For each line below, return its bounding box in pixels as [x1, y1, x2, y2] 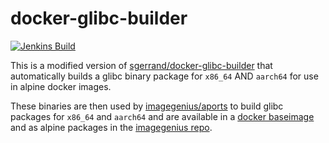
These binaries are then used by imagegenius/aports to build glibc [10, 100, 284, 112]
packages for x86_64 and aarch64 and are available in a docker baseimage [10, 110, 315, 122]
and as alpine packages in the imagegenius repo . [10, 121, 213, 133]
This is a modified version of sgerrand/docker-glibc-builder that [10, 59, 273, 71]
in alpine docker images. [10, 80, 112, 92]
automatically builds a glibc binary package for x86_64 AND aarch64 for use [10, 70, 319, 82]
